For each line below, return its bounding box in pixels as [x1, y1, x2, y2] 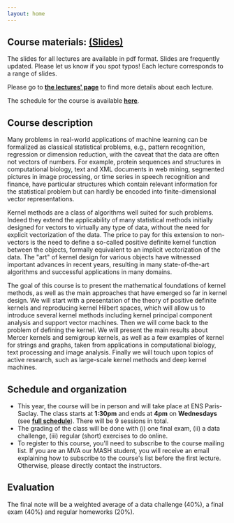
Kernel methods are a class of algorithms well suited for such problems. [7, 208, 214, 217]
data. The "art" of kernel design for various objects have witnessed [7, 253, 200, 261]
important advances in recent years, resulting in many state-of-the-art [7, 260, 210, 269]
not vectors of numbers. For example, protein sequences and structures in [7, 158, 221, 166]
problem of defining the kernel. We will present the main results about [7, 326, 208, 334]
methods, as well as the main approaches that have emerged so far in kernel [7, 289, 227, 297]
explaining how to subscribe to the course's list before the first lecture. [17, 454, 221, 462]
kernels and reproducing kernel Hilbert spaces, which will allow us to [7, 303, 205, 312]
